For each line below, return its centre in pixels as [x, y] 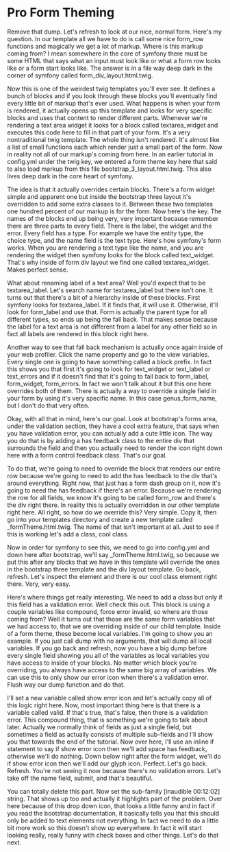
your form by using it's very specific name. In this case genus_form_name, [112, 398]
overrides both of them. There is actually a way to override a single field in [112, 391]
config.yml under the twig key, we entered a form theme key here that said [112, 161]
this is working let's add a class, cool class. [68, 534]
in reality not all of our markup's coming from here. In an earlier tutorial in [110, 154]
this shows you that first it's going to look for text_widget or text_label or [109, 369]
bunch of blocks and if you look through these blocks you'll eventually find [112, 96]
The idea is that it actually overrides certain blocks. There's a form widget [111, 189]
